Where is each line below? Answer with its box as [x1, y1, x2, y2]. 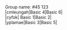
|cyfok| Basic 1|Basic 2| [5, 15, 52, 20]
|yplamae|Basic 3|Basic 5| [5, 19, 57, 25]
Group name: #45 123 [5, 4, 49, 10]
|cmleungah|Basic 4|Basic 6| [5, 9, 63, 15]
